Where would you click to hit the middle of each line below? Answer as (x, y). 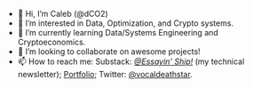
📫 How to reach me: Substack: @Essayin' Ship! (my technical (131, 61)
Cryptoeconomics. (51, 42)
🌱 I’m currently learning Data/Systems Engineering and (118, 32)
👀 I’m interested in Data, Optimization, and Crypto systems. (125, 23)
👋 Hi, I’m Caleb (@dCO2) (63, 14)
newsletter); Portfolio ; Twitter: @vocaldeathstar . (105, 74)
